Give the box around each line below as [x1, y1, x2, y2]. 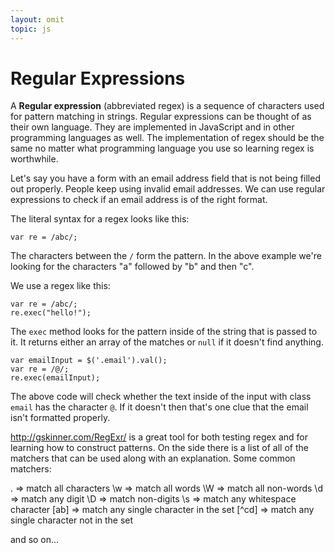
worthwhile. [10, 153, 59, 165]
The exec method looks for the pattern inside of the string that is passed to [10, 326, 318, 338]
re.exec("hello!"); [10, 308, 92, 318]
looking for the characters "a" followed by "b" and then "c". [10, 261, 255, 273]
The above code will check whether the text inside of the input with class [10, 391, 312, 403]
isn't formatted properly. [10, 412, 111, 424]
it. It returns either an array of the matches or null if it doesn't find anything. [10, 336, 324, 348]
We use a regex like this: [10, 280, 111, 292]
